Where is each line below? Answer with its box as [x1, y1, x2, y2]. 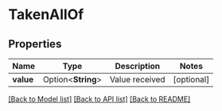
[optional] [173, 74, 210, 85]
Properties [8, 37, 62, 51]
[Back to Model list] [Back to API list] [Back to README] [8, 94, 191, 104]
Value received [109, 74, 166, 85]
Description [115, 61, 161, 71]
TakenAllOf [8, 6, 84, 24]
